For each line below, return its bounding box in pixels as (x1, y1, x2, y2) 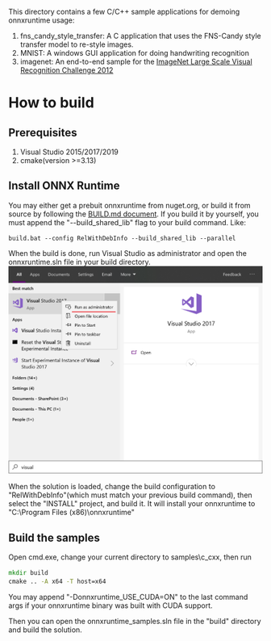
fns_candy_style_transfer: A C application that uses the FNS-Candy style (19, 31, 261, 40)
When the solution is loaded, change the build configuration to (8, 482, 216, 492)
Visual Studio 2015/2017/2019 (19, 147, 119, 157)
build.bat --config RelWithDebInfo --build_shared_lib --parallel (8, 234, 236, 242)
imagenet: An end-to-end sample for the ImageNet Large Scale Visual (19, 57, 252, 66)
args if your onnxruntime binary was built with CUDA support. (8, 601, 213, 610)
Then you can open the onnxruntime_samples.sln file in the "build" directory (8, 616, 261, 626)
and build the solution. (8, 625, 82, 635)
